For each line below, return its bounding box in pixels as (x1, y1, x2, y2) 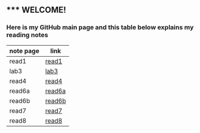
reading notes (6, 31, 49, 39)
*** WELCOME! (6, 5, 67, 15)
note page (9, 46, 40, 55)
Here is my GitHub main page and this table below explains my (6, 23, 194, 32)
